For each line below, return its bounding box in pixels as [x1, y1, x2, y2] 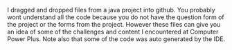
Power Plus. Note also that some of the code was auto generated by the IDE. [7, 35, 226, 43]
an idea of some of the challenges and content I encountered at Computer [7, 27, 219, 36]
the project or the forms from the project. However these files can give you [7, 21, 221, 28]
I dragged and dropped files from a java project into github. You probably [7, 6, 216, 14]
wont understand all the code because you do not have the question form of [7, 13, 225, 21]
